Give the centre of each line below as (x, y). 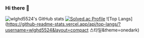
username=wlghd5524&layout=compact (47, 30)
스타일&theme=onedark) (114, 30)
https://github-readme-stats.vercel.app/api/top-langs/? (64, 24)
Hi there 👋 (18, 8)
